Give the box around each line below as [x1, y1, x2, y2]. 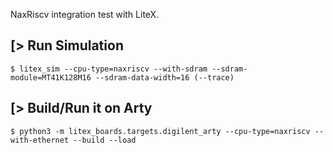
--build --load [73, 135, 137, 145]
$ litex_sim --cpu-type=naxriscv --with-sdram [10, 64, 208, 74]
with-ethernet [10, 135, 70, 145]
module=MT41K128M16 [10, 72, 92, 83]
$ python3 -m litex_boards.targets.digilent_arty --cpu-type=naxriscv [10, 126, 311, 136]
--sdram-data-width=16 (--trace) [95, 72, 235, 83]
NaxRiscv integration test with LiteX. [10, 9, 160, 20]
